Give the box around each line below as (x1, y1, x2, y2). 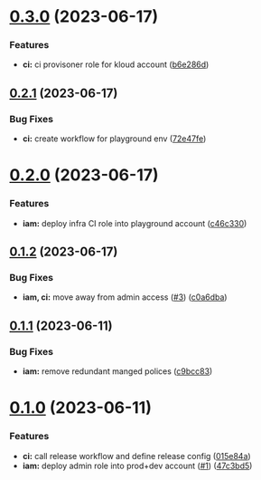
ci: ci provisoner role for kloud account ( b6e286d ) (22, 59, 210, 70)
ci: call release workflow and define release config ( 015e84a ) (22, 450, 251, 461)
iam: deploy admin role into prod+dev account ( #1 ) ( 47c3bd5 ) (22, 460, 253, 471)
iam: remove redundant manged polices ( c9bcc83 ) (22, 366, 213, 377)
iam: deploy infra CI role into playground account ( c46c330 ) (22, 217, 247, 228)
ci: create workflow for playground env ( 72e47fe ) (22, 133, 207, 144)
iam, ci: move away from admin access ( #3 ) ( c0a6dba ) (22, 292, 228, 302)
